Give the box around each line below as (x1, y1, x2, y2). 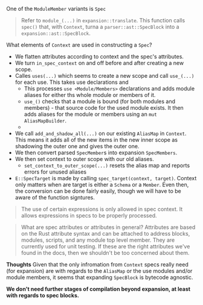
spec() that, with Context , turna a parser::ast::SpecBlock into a (21, 24, 179, 30)
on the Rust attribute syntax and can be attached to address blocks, (21, 230, 190, 237)
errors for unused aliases (24, 168, 86, 175)
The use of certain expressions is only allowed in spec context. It (21, 206, 183, 213)
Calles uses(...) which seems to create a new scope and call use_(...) (14, 72, 195, 79)
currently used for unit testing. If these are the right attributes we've (21, 243, 190, 250)
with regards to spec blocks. (6, 292, 80, 299)
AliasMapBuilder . (24, 117, 67, 124)
